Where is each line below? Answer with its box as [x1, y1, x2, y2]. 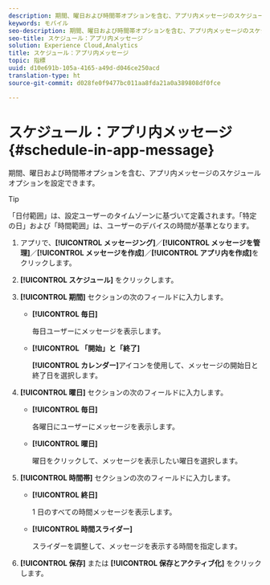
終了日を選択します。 [31, 370, 103, 380]
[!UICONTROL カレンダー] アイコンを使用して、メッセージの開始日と [31, 361, 259, 370]
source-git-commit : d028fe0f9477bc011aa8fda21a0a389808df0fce [8, 79, 221, 87]
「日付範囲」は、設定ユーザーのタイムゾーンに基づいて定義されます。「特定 [8, 211, 257, 221]
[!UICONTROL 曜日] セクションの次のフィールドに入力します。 [19, 387, 227, 398]
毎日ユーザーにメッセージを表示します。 [31, 326, 166, 336]
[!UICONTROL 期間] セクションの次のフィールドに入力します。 [19, 292, 227, 302]
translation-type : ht [8, 72, 81, 80]
